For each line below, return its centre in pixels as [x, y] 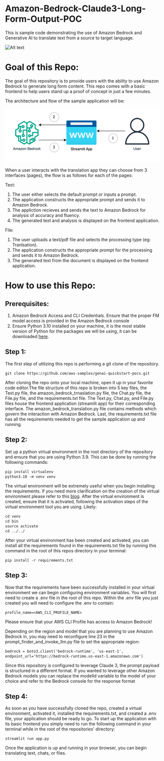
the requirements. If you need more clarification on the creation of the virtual [82, 491]
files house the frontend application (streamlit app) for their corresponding [80, 403]
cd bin [12, 521]
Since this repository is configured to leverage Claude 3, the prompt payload [82, 665]
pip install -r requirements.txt [39, 560]
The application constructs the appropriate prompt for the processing [82, 250]
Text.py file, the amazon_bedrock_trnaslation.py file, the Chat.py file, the [78, 393]
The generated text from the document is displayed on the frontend [80, 261]
